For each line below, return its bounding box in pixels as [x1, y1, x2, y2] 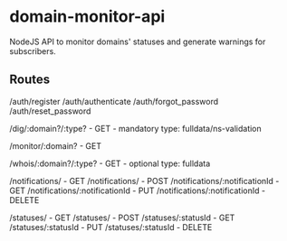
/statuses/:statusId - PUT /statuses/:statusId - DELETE [9, 221, 213, 232]
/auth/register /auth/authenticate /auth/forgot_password [9, 96, 219, 107]
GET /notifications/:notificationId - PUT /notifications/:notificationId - [9, 185, 265, 196]
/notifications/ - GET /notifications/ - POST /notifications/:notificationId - [9, 175, 280, 186]
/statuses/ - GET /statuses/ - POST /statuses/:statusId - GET [9, 212, 235, 223]
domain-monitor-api [9, 6, 166, 27]
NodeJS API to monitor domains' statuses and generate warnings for [9, 36, 266, 47]
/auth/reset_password [9, 106, 91, 116]
